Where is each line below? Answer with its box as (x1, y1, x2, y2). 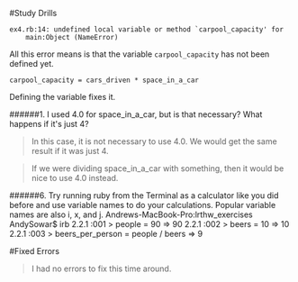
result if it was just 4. (31, 146, 110, 156)
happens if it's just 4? (9, 119, 89, 129)
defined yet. (9, 59, 54, 68)
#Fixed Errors (9, 246, 60, 256)
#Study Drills (9, 8, 58, 18)
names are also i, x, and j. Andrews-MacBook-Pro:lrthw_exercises (9, 209, 254, 220)
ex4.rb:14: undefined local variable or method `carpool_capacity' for (9, 25, 284, 34)
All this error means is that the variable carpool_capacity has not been (9, 49, 270, 59)
